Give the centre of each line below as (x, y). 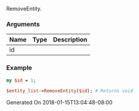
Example (19, 68)
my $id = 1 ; (21, 80)
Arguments (23, 24)
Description (70, 40)
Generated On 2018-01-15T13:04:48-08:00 (59, 103)
